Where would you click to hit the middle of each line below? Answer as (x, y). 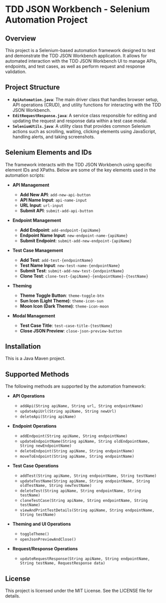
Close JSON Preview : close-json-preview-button (71, 331)
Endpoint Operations (34, 426)
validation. (16, 72)
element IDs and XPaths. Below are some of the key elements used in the (80, 170)
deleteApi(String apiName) (48, 417)
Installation (23, 347)
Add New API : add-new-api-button (55, 194)
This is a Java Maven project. (35, 359)
